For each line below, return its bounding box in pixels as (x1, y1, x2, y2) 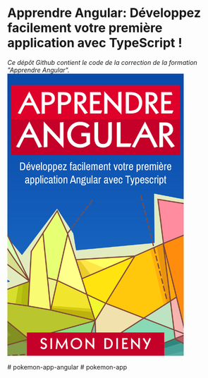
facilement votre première (7, 20, 163, 36)
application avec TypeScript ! (7, 35, 183, 51)
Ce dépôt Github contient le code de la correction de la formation (7, 58, 197, 66)
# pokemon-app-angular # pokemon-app (7, 362, 128, 371)
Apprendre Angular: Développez (7, 5, 201, 21)
